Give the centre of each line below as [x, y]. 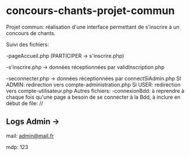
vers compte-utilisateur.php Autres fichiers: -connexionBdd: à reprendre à [95, 91]
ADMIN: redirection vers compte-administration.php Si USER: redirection [94, 84]
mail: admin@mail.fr [30, 136]
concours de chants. [31, 33]
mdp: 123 [17, 147]
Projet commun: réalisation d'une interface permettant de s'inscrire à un [93, 27]
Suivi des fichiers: [28, 44]
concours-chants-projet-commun [91, 11]
